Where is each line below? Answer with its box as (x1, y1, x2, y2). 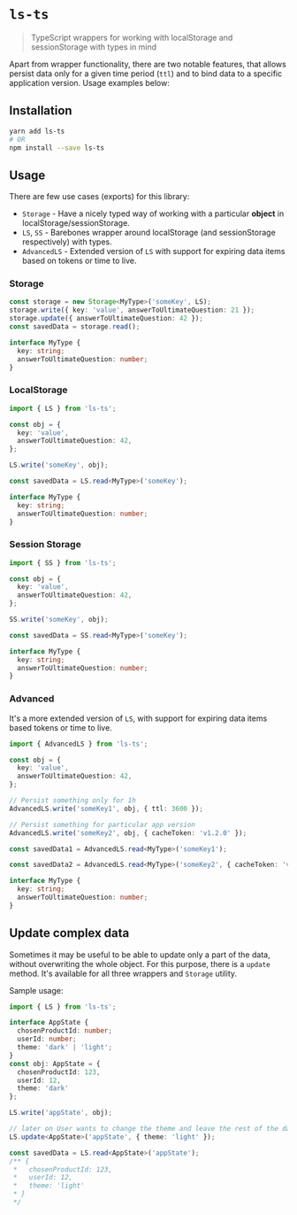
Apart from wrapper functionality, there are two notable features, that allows (9, 58, 287, 69)
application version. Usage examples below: (9, 77, 170, 88)
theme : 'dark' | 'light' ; (17, 1043, 113, 1052)
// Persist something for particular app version (9, 820, 196, 829)
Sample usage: (9, 985, 64, 995)
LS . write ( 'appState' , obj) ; (9, 1109, 113, 1118)
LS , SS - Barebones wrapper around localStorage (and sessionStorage (21, 228, 276, 238)
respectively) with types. (21, 236, 112, 247)
